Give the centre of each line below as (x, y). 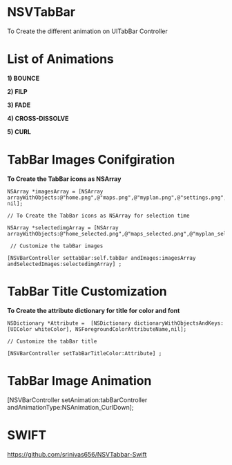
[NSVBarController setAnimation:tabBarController (77, 400)
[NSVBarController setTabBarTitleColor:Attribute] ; (85, 353)
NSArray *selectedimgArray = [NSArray (63, 228)
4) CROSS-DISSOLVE (38, 118)
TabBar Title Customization (87, 292)
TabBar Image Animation (79, 380)
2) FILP (17, 91)
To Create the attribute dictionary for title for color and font (94, 310)
